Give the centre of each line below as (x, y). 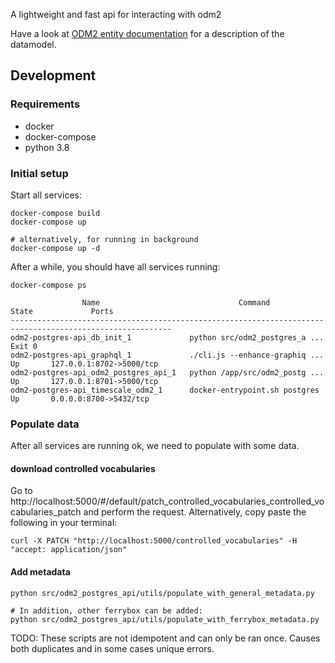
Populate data (45, 424)
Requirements (45, 104)
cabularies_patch (46, 512)
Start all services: (46, 195)
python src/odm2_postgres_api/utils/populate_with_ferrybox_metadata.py (165, 619)
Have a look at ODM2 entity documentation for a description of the (147, 33)
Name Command (176, 302)
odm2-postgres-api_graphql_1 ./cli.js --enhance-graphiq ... (167, 355)
